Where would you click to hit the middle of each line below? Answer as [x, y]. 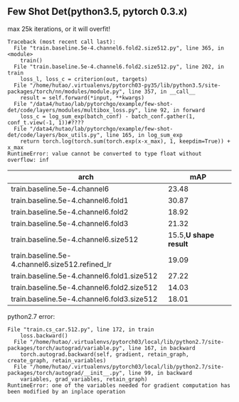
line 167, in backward [162, 348]
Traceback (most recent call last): [62, 42]
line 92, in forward [174, 110]
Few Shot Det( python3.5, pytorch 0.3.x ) [97, 12]
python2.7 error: [31, 316]
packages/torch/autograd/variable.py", [67, 348]
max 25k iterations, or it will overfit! [59, 28]
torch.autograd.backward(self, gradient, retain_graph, [105, 354]
